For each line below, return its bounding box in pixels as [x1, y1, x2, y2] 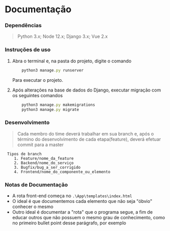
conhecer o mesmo [12, 203, 54, 210]
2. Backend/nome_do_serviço [14, 160, 74, 166]
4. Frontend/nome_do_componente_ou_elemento [14, 169, 111, 174]
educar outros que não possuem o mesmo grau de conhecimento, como [12, 215, 165, 220]
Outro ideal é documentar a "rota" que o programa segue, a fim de [12, 209, 153, 215]
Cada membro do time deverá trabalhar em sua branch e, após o [17, 130, 154, 136]
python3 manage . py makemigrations [22, 102, 95, 107]
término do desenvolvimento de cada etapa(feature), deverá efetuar [17, 136, 161, 142]
